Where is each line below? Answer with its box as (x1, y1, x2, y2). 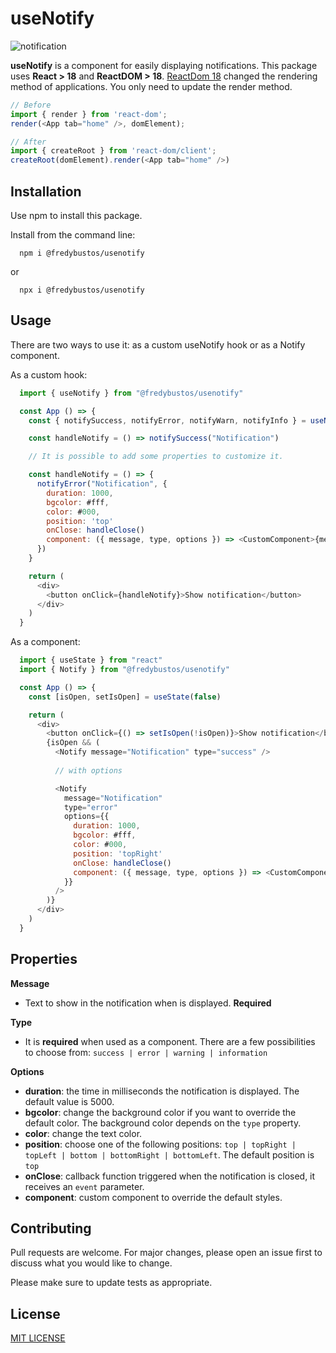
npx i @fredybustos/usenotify (19, 285, 145, 295)
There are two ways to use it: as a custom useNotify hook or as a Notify (10, 338, 306, 351)
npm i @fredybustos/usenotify (19, 248, 145, 258)
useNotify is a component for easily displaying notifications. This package (10, 59, 318, 71)
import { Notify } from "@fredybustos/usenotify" (19, 665, 230, 675)
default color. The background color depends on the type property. (24, 1117, 302, 1129)
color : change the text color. (24, 1127, 143, 1139)
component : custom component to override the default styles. (24, 1191, 283, 1203)
